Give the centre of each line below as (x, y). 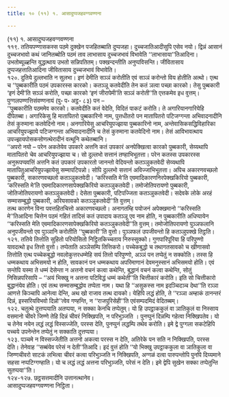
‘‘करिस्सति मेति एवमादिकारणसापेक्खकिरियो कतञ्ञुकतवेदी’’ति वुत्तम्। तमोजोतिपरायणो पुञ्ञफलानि (110, 224)
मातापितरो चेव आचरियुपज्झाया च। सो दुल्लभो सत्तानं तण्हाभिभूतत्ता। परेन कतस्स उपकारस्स (104, 154)
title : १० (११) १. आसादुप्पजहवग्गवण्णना (54, 13)
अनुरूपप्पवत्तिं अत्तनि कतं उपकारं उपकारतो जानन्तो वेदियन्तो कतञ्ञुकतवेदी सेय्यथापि (96, 162)
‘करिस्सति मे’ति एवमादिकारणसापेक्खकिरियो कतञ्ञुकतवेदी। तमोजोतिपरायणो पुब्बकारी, (98, 185)
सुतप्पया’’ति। (22, 370)
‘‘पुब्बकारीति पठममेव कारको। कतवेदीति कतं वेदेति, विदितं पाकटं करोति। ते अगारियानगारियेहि (106, 108)
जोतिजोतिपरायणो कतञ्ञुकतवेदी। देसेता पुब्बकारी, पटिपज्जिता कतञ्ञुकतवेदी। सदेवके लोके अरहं (110, 193)
